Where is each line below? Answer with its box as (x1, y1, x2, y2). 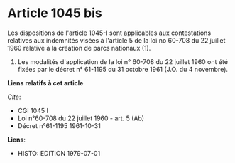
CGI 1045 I (17, 106, 48, 115)
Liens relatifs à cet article (7, 78, 84, 87)
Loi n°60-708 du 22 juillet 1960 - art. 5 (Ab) (17, 114, 144, 122)
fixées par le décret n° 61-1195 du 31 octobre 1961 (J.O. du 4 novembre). (17, 65, 229, 73)
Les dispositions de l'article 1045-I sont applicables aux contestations (7, 28, 212, 37)
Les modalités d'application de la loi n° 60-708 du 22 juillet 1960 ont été (17, 57, 229, 65)
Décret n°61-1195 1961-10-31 (17, 121, 101, 130)
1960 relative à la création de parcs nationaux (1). (7, 43, 151, 52)
